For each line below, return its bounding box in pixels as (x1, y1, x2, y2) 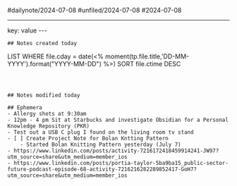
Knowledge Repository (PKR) (7, 123, 90, 130)
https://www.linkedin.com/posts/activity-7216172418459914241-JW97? (13, 147, 219, 154)
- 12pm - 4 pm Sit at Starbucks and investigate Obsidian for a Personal (7, 116, 229, 123)
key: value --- (7, 26, 47, 35)
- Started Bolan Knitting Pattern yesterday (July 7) (20, 141, 181, 148)
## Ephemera (7, 104, 42, 111)
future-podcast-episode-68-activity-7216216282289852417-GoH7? (7, 166, 197, 173)
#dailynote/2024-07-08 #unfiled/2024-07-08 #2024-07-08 (7, 6, 182, 14)
